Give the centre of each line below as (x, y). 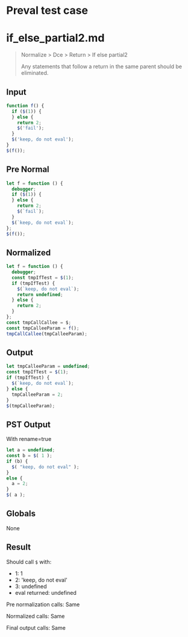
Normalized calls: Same (36, 616)
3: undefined (31, 586)
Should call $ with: (29, 562)
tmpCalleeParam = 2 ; (37, 395)
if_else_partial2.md (55, 38)
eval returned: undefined (46, 592)
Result (19, 547)
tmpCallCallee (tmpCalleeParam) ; (47, 334)
